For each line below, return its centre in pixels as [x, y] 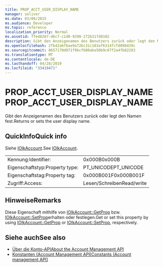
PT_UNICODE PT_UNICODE [114, 167]
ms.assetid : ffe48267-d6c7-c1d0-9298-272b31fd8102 [57, 37]
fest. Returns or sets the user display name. [48, 121]
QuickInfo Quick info [36, 136]
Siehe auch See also [35, 238]
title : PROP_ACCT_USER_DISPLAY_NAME [42, 9]
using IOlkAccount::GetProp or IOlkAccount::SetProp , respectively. [72, 222]
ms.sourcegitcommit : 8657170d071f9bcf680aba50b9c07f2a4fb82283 [70, 50]
